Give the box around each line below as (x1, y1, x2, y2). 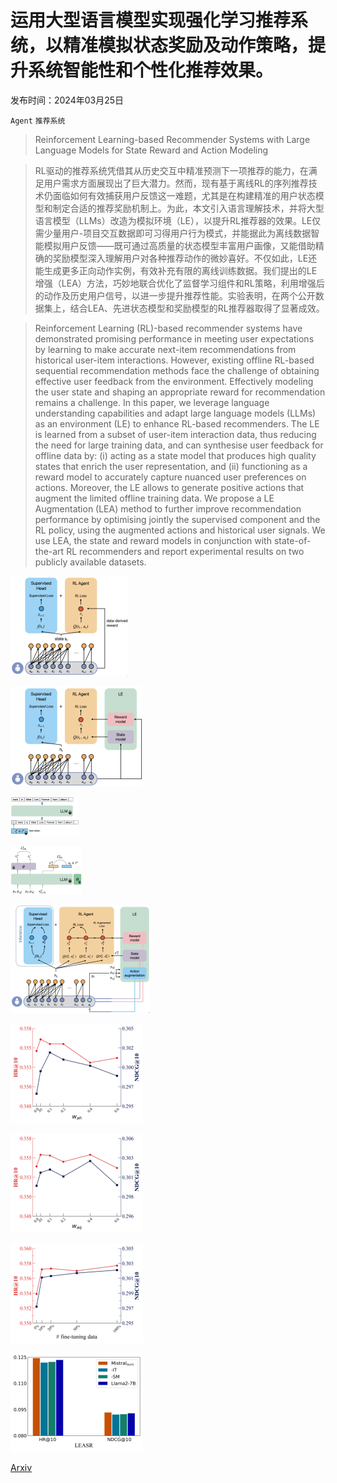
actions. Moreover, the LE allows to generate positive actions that (34, 481, 305, 493)
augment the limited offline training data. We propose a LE (34, 492, 275, 504)
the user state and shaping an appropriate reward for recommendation (34, 386, 326, 398)
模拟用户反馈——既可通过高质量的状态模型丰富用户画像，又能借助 (43, 239, 316, 251)
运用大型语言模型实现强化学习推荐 (10, 9, 292, 32)
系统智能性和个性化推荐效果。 (28, 59, 274, 82)
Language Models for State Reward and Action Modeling (34, 144, 269, 156)
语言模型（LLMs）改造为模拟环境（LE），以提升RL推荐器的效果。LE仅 (34, 214, 322, 226)
